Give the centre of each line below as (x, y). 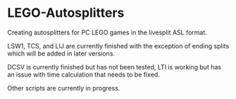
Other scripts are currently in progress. (64, 88)
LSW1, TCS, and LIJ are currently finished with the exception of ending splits (118, 46)
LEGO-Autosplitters (66, 13)
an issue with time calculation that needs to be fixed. (83, 74)
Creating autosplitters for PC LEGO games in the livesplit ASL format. (107, 32)
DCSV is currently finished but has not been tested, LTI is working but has (114, 67)
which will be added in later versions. (61, 53)
